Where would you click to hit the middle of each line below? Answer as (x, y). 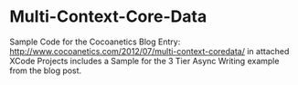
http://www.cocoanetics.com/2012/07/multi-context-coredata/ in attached (149, 51)
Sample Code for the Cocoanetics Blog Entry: (95, 42)
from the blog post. (46, 71)
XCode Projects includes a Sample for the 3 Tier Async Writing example (144, 61)
